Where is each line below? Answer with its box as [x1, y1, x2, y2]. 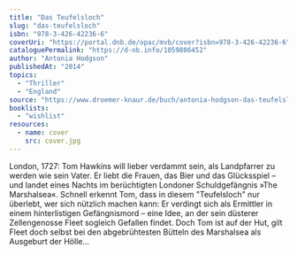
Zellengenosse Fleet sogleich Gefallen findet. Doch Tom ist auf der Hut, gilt [9, 217, 283, 228]
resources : [9, 120, 49, 129]
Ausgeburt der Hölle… [9, 236, 90, 246]
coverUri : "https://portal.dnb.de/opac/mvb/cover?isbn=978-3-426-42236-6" [9, 37, 291, 47]
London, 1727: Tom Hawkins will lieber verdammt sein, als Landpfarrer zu [9, 160, 276, 171]
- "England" [17, 87, 62, 96]
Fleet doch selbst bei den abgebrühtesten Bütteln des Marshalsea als [9, 227, 262, 237]
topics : [9, 71, 38, 80]
